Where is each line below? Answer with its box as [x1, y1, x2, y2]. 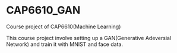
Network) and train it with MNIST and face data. [6, 41, 124, 48]
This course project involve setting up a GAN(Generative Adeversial [6, 34, 172, 41]
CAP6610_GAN [6, 4, 81, 17]
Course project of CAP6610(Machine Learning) [6, 23, 121, 30]
